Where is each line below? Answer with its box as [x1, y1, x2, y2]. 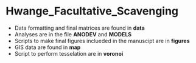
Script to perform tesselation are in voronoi [14, 50, 124, 57]
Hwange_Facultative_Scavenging [5, 4, 179, 18]
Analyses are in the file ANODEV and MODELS [14, 30, 132, 38]
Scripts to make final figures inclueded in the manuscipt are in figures [14, 37, 190, 44]
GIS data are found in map [14, 44, 81, 51]
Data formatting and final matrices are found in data [14, 24, 145, 31]
